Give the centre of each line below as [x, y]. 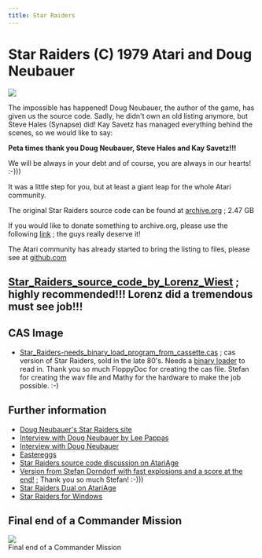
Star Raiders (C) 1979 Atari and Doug [130, 54]
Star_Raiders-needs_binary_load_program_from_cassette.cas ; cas [127, 352]
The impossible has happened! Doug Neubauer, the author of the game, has [131, 108]
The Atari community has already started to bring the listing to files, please [129, 249]
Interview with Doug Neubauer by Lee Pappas [94, 438]
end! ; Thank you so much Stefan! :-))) [81, 479]
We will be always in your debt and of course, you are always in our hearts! [130, 163]
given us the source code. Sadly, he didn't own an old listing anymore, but [128, 116]
